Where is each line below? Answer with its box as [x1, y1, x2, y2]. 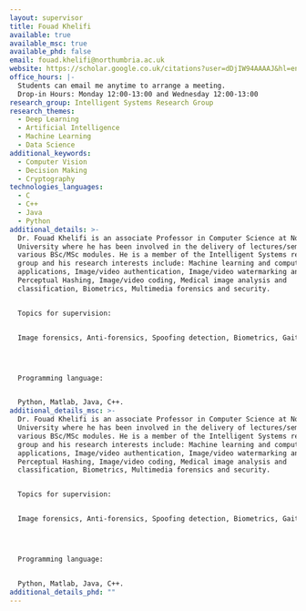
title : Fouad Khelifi [9, 22, 92, 31]
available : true [9, 30, 71, 39]
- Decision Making [17, 166, 88, 175]
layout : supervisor [9, 13, 84, 23]
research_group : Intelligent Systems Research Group [9, 97, 214, 107]
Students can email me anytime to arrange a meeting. [17, 81, 226, 90]
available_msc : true [9, 38, 88, 48]
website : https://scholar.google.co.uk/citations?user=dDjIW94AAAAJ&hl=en [9, 65, 300, 74]
